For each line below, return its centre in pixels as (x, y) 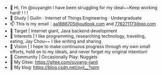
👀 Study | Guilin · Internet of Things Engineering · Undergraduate (76, 18)
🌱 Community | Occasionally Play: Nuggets (54, 57)
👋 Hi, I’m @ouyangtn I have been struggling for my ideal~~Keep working (83, 8)
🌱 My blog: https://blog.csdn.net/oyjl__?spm (55, 67)
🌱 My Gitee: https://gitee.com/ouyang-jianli (54, 62)
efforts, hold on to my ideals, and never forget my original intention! (79, 52)
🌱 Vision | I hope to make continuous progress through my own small (80, 46)
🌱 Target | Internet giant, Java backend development (63, 31)
